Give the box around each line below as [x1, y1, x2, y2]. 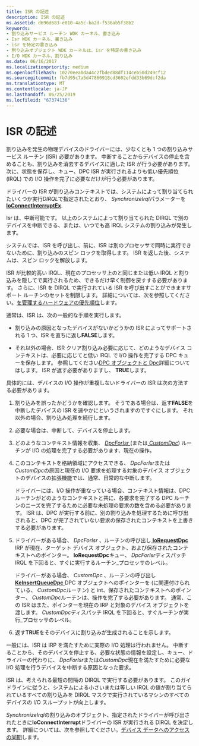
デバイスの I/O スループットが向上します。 [6, 698, 109, 706]
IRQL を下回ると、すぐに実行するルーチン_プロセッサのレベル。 [14, 559, 171, 566]
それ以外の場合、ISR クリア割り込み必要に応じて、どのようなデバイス [14, 344, 186, 351]
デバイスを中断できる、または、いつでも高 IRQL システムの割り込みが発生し [6, 221, 192, 229]
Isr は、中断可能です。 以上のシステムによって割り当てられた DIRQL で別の [6, 214, 189, 221]
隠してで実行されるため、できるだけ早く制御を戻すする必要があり [21, 276, 183, 284]
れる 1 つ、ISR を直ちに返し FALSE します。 [14, 331, 118, 339]
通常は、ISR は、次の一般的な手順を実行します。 [6, 311, 125, 319]
